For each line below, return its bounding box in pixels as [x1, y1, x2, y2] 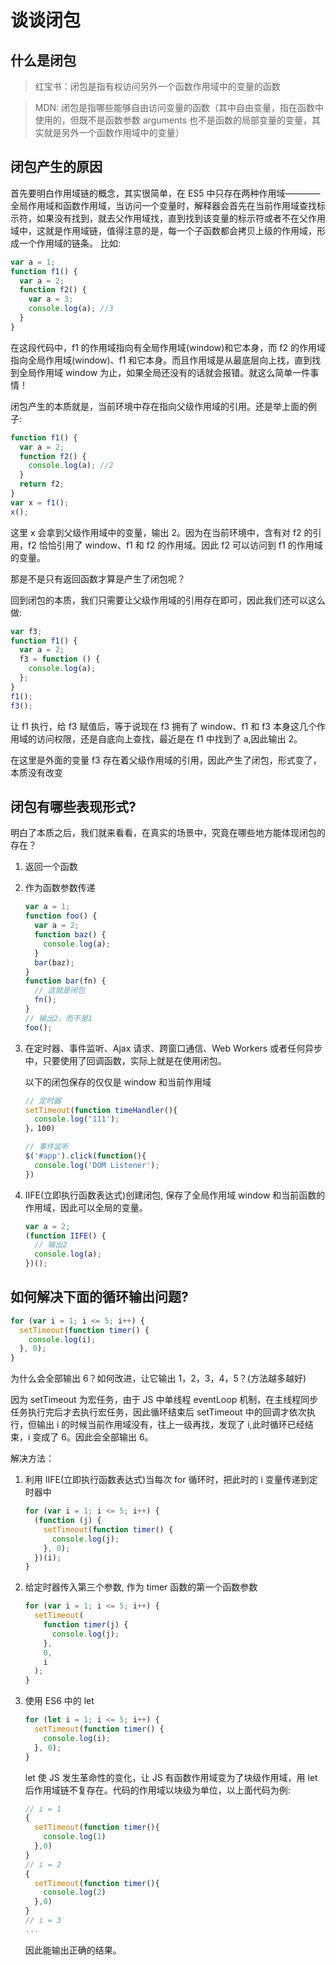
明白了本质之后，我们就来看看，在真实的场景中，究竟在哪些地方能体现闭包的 [10, 827, 326, 839]
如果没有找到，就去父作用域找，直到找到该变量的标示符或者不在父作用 [36, 212, 326, 224]
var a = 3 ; [28, 294, 74, 305]
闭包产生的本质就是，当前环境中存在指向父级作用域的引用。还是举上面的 [10, 400, 308, 412]
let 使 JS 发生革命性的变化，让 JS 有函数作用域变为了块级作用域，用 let [24, 1771, 318, 1783]
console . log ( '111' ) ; [34, 1114, 120, 1125]
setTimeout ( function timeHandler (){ [24, 1105, 178, 1115]
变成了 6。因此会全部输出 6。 [32, 1431, 154, 1443]
